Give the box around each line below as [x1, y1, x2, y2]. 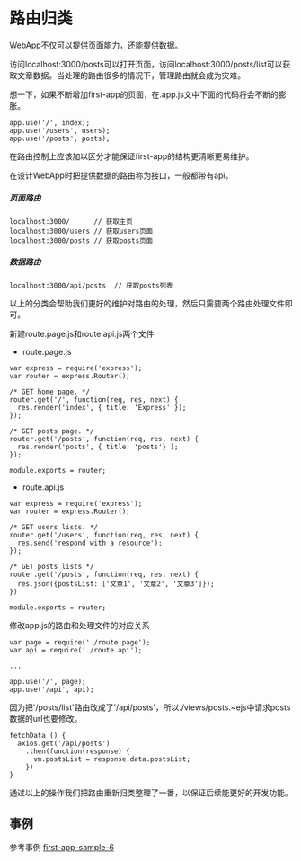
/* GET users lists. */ [9, 522, 99, 531]
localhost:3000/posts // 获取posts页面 [9, 235, 154, 245]
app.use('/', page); [9, 677, 87, 686]
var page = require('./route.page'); [9, 637, 151, 647]
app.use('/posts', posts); [9, 134, 111, 143]
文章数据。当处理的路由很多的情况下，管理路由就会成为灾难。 [16, 69, 245, 81]
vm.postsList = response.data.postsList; [32, 754, 191, 764]
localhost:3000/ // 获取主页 [9, 217, 133, 226]
